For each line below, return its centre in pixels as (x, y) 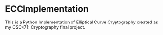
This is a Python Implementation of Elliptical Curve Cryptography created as (81, 22)
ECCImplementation (47, 9)
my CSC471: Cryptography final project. (45, 27)
